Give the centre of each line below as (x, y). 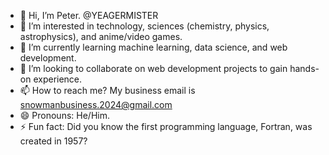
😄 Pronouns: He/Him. (64, 115)
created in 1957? (53, 141)
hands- (304, 68)
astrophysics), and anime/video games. (101, 36)
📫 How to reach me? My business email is (107, 90)
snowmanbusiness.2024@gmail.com (96, 104)
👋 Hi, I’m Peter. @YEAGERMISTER (89, 15)
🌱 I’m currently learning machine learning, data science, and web (153, 47)
